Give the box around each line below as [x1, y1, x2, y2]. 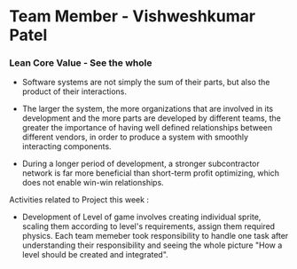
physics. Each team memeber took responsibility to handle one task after [21, 231, 289, 241]
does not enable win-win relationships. [21, 178, 164, 188]
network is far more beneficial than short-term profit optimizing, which [21, 168, 280, 178]
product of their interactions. [21, 86, 127, 97]
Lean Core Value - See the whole [9, 57, 152, 69]
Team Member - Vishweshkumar [9, 6, 256, 27]
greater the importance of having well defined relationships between [21, 123, 273, 133]
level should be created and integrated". [21, 249, 168, 260]
